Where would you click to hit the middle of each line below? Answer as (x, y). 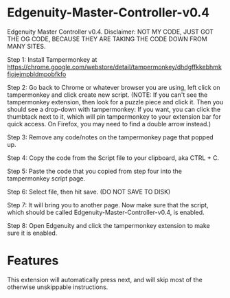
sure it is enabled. (32, 233)
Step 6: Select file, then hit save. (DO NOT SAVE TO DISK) (89, 192)
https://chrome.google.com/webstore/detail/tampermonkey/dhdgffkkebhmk (114, 67)
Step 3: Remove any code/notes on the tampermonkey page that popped (111, 137)
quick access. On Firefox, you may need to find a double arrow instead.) (109, 124)
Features (33, 261)
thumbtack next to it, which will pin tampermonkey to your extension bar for (114, 116)
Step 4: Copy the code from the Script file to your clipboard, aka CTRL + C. (113, 158)
